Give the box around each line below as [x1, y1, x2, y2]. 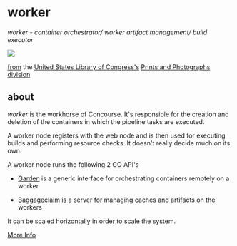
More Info [7, 230, 36, 239]
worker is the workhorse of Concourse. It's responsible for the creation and [7, 110, 230, 118]
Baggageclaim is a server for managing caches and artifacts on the [17, 195, 216, 204]
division [7, 70, 31, 78]
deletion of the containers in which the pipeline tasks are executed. [7, 117, 205, 125]
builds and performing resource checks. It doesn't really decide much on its [7, 138, 231, 147]
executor [7, 35, 34, 43]
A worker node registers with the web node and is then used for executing [7, 131, 226, 140]
